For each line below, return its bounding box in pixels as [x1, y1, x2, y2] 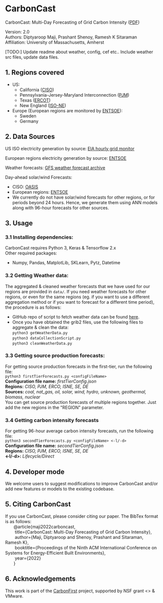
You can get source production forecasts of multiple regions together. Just [5, 399, 157, 405]
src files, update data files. [5, 54, 59, 60]
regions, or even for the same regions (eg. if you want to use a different [5, 294, 150, 300]
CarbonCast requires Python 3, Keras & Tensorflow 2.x [5, 245, 116, 251]
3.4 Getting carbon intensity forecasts [5, 417, 99, 424]
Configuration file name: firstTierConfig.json [5, 378, 97, 384]
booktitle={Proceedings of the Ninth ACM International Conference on [14, 544, 157, 550]
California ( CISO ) [19, 87, 54, 93]
